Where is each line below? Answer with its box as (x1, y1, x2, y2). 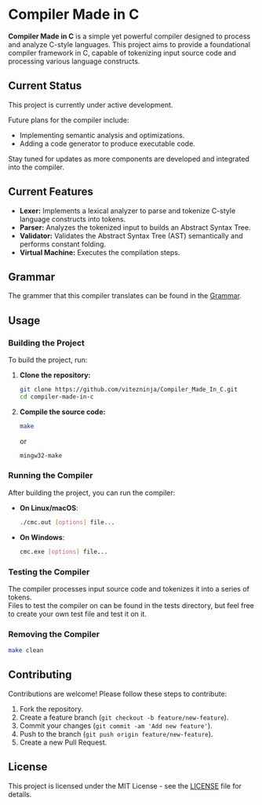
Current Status (8, 79, 82, 93)
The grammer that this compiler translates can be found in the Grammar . (8, 291, 242, 301)
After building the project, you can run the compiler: (8, 488, 176, 497)
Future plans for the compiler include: (8, 115, 129, 125)
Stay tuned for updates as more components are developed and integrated (8, 154, 249, 163)
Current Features (8, 185, 94, 199)
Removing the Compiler (8, 628, 100, 639)
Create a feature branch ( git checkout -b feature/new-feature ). (19, 712, 229, 722)
